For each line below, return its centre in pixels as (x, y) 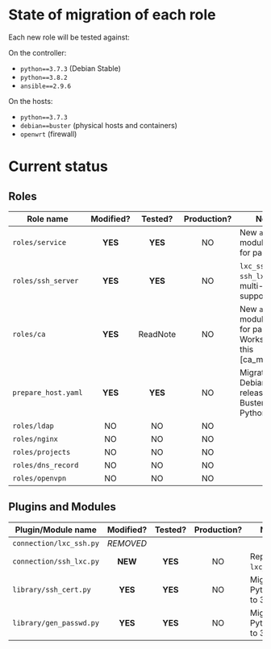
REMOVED (127, 543)
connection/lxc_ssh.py (56, 543)
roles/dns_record (46, 465)
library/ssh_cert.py (52, 589)
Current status (58, 166)
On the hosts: (31, 101)
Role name (48, 218)
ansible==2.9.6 (46, 86)
